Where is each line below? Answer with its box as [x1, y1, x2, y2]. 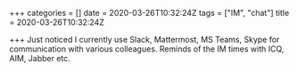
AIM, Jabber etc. [9, 53, 71, 63]
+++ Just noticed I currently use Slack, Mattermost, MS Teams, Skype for [9, 35, 280, 44]
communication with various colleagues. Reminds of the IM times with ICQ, [9, 44, 285, 54]
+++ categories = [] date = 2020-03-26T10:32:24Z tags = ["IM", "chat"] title [9, 8, 290, 18]
